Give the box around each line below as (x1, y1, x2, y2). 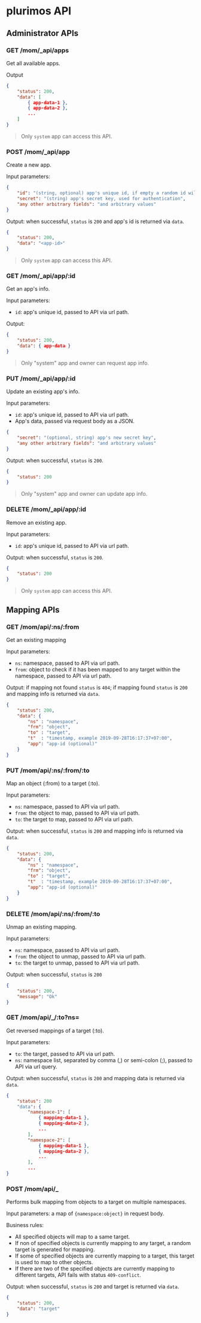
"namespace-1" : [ (28, 1109, 71, 1116)
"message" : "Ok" (17, 993, 58, 999)
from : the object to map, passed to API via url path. (14, 809, 140, 816)
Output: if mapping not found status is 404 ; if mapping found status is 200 (6, 683, 188, 691)
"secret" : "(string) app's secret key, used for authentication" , (17, 195, 186, 201)
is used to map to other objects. (14, 1259, 94, 1266)
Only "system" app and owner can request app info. (20, 359, 150, 366)
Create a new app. (6, 161, 52, 168)
